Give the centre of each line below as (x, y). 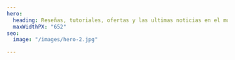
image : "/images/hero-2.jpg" (55, 40)
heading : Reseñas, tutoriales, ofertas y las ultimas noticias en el (116, 20)
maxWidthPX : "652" (40, 27)
